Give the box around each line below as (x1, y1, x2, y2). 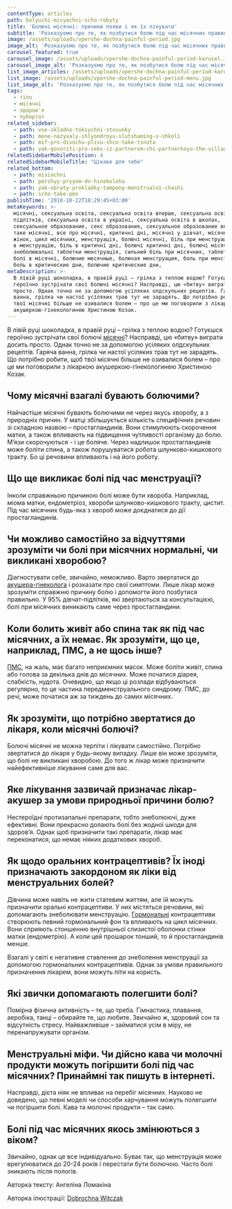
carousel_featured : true (7, 49, 79, 56)
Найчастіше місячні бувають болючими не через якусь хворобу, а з (7, 408, 209, 417)
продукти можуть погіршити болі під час (7, 1059, 195, 1071)
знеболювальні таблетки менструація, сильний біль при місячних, (13, 249, 206, 256)
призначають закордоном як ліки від (7, 866, 177, 878)
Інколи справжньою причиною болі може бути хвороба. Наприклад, (7, 491, 210, 499)
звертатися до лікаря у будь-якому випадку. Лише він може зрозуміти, (7, 749, 218, 757)
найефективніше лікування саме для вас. (7, 763, 129, 772)
